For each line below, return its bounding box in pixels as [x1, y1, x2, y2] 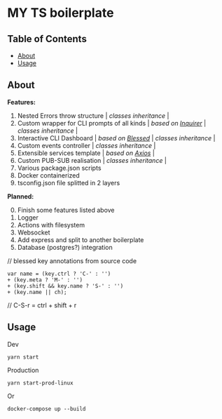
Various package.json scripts [17, 164, 102, 172]
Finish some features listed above [17, 206, 115, 214]
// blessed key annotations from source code [7, 256, 137, 265]
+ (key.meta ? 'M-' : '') [7, 276, 83, 284]
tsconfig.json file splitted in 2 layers [17, 178, 120, 187]
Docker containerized [17, 171, 81, 180]
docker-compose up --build [7, 405, 86, 412]
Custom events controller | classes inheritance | [17, 141, 156, 149]
